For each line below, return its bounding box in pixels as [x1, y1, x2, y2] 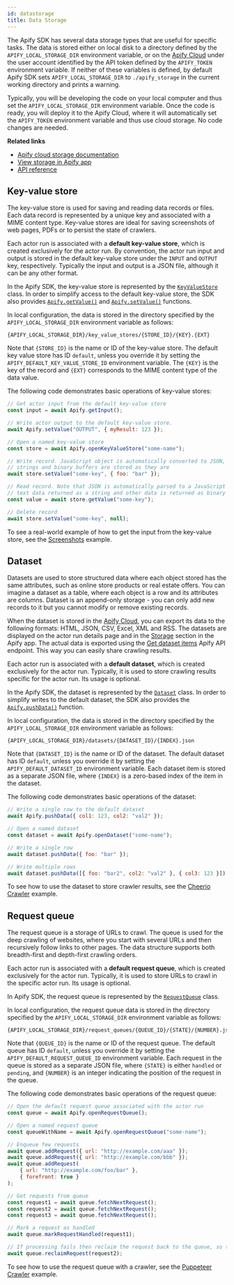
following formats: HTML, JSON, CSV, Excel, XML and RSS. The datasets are [7, 624, 227, 632]
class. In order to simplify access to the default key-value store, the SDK [7, 290, 214, 298]
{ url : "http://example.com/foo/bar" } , [19, 1167, 139, 1174]
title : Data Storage [7, 17, 68, 24]
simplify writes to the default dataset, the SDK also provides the [7, 696, 190, 704]
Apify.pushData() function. [7, 703, 85, 711]
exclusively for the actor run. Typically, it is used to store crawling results [7, 667, 217, 676]
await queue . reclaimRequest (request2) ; [7, 1249, 123, 1257]
